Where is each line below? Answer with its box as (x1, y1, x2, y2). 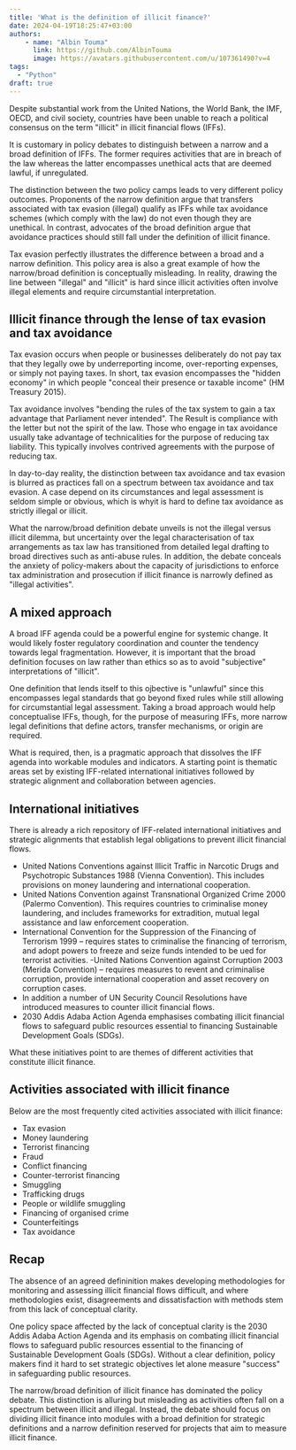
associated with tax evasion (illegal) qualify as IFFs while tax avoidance (9, 203, 269, 213)
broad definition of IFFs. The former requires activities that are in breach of (9, 148, 282, 159)
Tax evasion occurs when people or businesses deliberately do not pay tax (9, 349, 282, 359)
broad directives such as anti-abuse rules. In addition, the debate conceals (9, 551, 282, 562)
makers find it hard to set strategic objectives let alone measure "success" (9, 1358, 281, 1369)
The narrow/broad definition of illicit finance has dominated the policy (9, 1384, 263, 1395)
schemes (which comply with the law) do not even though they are (9, 212, 252, 223)
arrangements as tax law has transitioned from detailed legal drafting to (9, 542, 269, 552)
